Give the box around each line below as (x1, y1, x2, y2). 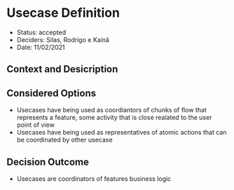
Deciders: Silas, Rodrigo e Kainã (16, 35, 110, 43)
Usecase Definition (6, 5, 121, 21)
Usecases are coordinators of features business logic (16, 174, 172, 183)
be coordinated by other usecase (16, 135, 113, 144)
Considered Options (6, 87, 96, 99)
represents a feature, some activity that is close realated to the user (16, 114, 212, 122)
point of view (16, 121, 55, 129)
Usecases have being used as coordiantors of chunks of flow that (16, 106, 207, 114)
